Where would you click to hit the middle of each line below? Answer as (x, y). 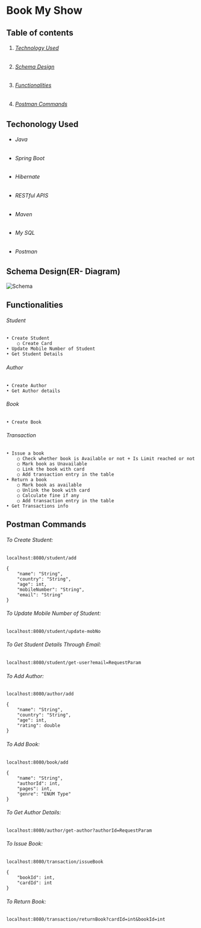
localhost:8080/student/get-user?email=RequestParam (74, 663)
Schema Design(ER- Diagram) (63, 272)
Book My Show (44, 11)
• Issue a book (25, 453)
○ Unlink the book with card (54, 490)
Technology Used (37, 48)
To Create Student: (30, 540)
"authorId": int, (39, 783)
